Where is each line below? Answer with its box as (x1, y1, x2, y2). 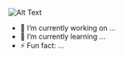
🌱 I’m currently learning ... (19, 32, 106, 41)
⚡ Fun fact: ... (19, 41, 64, 50)
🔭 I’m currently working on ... (19, 23, 116, 32)
